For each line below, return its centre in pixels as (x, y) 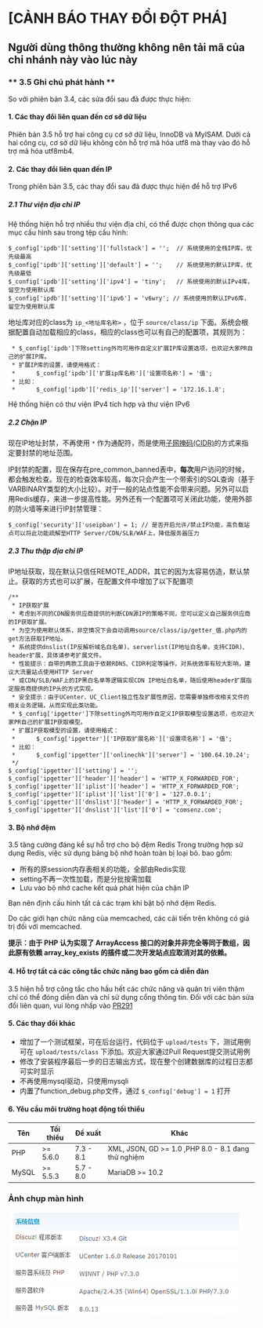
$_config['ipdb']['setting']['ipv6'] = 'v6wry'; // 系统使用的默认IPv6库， (129, 299)
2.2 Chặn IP (27, 422)
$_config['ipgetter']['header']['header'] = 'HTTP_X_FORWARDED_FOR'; (124, 779)
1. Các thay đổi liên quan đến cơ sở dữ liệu (77, 117)
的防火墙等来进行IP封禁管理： (56, 509)
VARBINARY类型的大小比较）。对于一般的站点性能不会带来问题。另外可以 (125, 489)
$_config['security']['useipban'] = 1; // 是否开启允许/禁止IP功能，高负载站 (129, 525)
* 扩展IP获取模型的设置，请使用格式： (65, 731)
